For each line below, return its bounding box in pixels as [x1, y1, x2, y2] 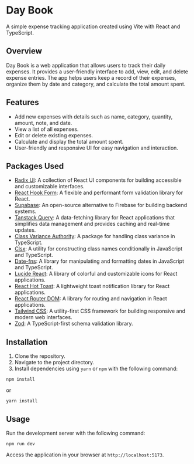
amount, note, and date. [14, 119, 72, 126]
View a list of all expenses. [14, 126, 79, 133]
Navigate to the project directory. [14, 359, 95, 366]
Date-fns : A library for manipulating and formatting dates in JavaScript [14, 258, 185, 265]
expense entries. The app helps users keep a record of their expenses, [6, 74, 176, 81]
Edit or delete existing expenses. [14, 131, 93, 138]
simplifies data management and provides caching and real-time [14, 221, 170, 228]
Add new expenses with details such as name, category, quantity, [14, 113, 173, 120]
